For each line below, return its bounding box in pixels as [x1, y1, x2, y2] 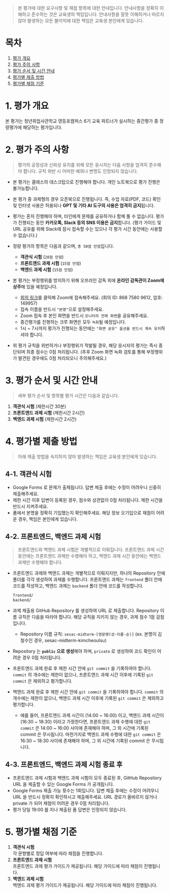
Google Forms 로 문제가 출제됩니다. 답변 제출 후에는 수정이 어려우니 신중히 [12, 484, 161, 490]
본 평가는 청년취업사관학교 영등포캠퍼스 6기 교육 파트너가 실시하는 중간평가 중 [5, 118, 159, 124]
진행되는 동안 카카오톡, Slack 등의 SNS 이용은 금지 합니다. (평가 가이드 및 [18, 219, 161, 226]
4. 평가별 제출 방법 [5, 435, 78, 447]
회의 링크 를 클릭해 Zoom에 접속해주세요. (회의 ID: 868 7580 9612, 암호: [20, 294, 163, 300]
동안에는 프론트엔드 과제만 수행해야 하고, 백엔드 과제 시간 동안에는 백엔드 [17, 553, 161, 559]
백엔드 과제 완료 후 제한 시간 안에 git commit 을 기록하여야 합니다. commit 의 [12, 689, 164, 695]
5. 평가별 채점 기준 [5, 826, 77, 838]
